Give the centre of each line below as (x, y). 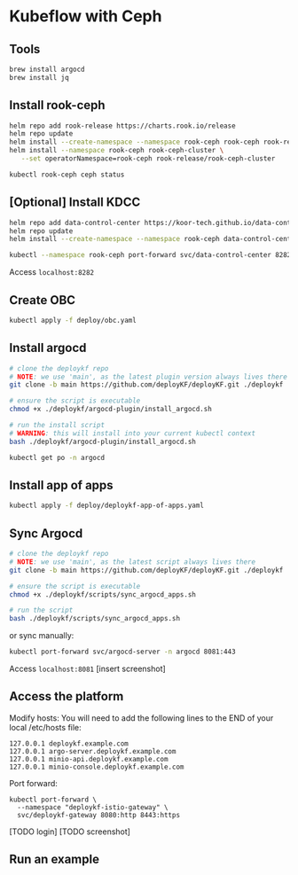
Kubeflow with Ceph (86, 16)
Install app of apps (61, 485)
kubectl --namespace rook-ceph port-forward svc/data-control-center (141, 255)
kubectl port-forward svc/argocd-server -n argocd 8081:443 (123, 652)
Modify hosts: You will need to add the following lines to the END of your (141, 718)
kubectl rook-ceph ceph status (67, 175)
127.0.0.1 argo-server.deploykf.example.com (93, 751)
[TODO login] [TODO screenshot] (70, 832)
